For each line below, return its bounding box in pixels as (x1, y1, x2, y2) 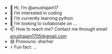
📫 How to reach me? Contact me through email (9, 26, 108, 32)
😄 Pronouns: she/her (9, 39, 54, 44)
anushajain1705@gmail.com (9, 33, 67, 39)
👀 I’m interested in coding (9, 10, 62, 16)
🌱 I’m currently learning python (9, 15, 73, 21)
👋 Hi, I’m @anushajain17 (9, 5, 58, 10)
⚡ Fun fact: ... (9, 44, 37, 50)
